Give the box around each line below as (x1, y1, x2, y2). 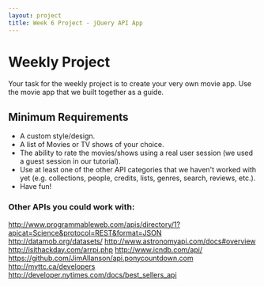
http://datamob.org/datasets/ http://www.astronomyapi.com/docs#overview (8, 236, 256, 246)
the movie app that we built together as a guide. (8, 88, 164, 97)
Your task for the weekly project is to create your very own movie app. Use (8, 79, 251, 89)
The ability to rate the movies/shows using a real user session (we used (19, 148, 254, 158)
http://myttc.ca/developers (8, 262, 96, 271)
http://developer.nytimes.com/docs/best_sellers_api (8, 270, 177, 279)
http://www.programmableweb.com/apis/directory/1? (8, 219, 180, 229)
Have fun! (19, 182, 52, 191)
